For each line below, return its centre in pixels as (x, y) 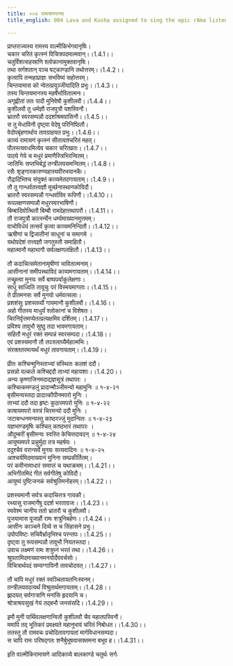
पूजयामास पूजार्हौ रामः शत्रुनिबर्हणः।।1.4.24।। (59, 518)
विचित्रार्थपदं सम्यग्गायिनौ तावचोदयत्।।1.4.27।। (62, 565)
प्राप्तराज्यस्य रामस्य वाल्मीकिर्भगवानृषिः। (49, 46)
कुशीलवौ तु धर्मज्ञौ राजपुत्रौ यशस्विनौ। (48, 109)
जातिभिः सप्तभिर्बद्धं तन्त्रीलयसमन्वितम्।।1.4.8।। (61, 164)
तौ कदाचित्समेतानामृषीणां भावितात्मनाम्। (50, 263)
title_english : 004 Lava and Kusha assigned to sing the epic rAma (107, 20)
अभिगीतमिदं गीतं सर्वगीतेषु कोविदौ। (44, 473)
